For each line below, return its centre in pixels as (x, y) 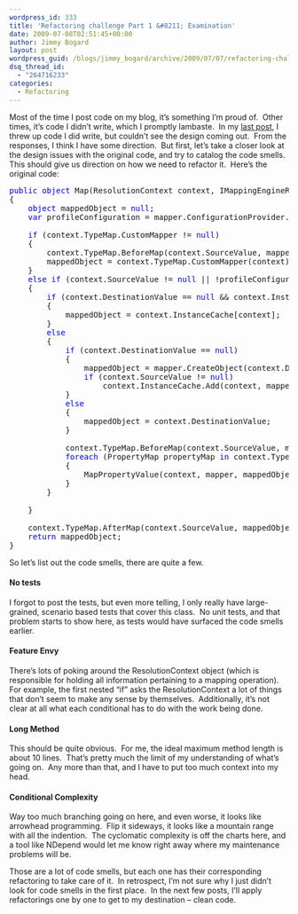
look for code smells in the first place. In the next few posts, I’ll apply (136, 890)
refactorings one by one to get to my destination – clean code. (123, 900)
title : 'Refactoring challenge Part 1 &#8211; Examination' (123, 26)
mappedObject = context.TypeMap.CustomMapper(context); (171, 261)
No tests (25, 583)
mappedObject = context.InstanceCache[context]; (173, 315)
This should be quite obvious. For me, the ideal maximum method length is (146, 749)
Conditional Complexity (54, 797)
